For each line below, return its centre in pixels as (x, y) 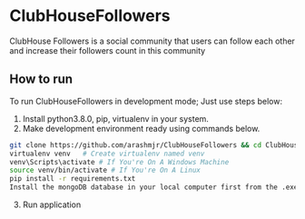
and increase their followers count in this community (108, 50)
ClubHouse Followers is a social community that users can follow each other (152, 41)
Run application (52, 204)
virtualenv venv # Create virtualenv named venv (107, 154)
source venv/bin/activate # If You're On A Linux (105, 170)
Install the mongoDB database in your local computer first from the (144, 187)
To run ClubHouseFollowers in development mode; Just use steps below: (146, 101)
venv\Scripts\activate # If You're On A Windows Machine (119, 162)
